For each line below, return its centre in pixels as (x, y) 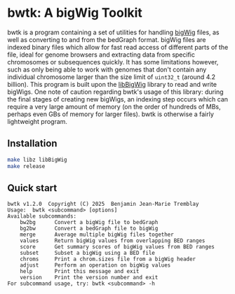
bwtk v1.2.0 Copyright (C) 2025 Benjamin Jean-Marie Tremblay (103, 204)
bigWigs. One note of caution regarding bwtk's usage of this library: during (115, 92)
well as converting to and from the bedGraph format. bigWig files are (107, 39)
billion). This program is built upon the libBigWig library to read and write (112, 84)
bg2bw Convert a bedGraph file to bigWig (89, 229)
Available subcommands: (42, 216)
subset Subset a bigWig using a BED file (88, 253)
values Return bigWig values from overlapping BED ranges (113, 241)
